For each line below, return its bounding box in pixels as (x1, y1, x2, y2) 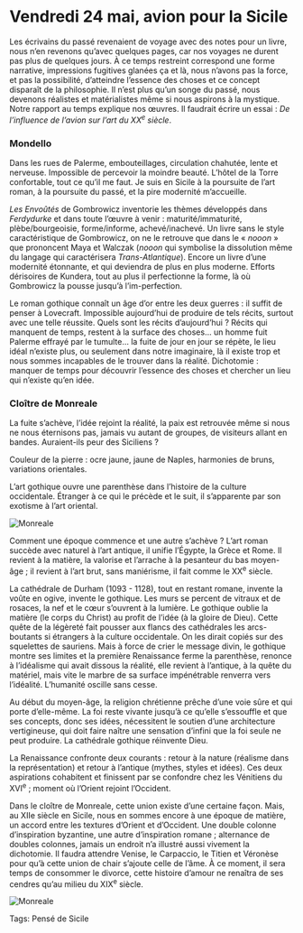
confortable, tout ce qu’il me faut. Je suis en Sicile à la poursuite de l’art (9, 176, 276, 187)
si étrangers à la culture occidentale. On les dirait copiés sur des (43, 631, 284, 642)
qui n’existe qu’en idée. (9, 374, 95, 385)
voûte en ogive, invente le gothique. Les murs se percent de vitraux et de (9, 593, 281, 604)
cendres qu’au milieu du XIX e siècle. (9, 877, 144, 890)
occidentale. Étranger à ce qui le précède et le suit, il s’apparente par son (9, 491, 281, 502)
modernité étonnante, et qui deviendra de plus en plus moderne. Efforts (9, 261, 275, 272)
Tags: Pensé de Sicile (9, 913, 89, 924)
